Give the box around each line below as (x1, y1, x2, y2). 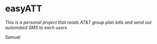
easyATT (5, 3, 42, 14)
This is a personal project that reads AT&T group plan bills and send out (5, 19, 152, 25)
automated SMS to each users (5, 24, 68, 30)
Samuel (5, 34, 21, 40)
